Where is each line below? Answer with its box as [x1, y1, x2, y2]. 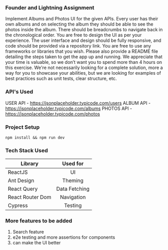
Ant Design [8, 177, 35, 184]
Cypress [8, 202, 28, 209]
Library [20, 160, 39, 167]
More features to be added [5, 217, 72, 224]
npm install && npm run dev [5, 135, 65, 140]
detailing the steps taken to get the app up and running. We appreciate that [5, 54, 163, 60]
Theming [62, 177, 84, 184]
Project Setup [5, 123, 40, 130]
